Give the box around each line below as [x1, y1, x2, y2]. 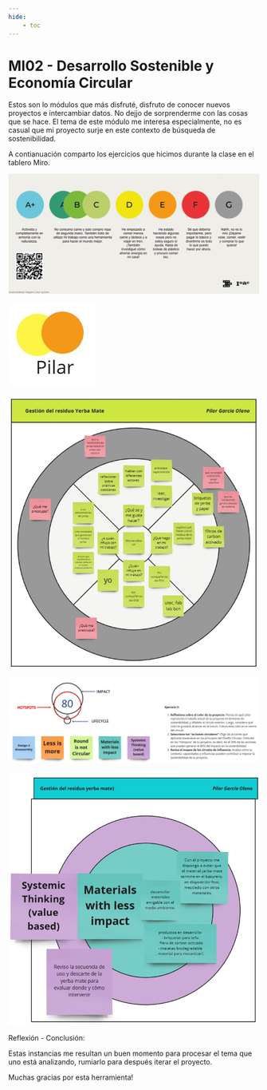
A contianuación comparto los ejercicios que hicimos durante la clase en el [8, 149, 254, 159]
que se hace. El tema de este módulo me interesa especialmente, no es [8, 117, 242, 127]
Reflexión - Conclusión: [8, 1033, 85, 1043]
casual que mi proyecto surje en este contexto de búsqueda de [8, 125, 216, 135]
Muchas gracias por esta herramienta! [8, 1072, 134, 1082]
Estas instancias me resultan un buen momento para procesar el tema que [8, 1048, 253, 1058]
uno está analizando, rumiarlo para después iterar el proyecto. [8, 1057, 213, 1067]
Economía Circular [8, 73, 133, 92]
